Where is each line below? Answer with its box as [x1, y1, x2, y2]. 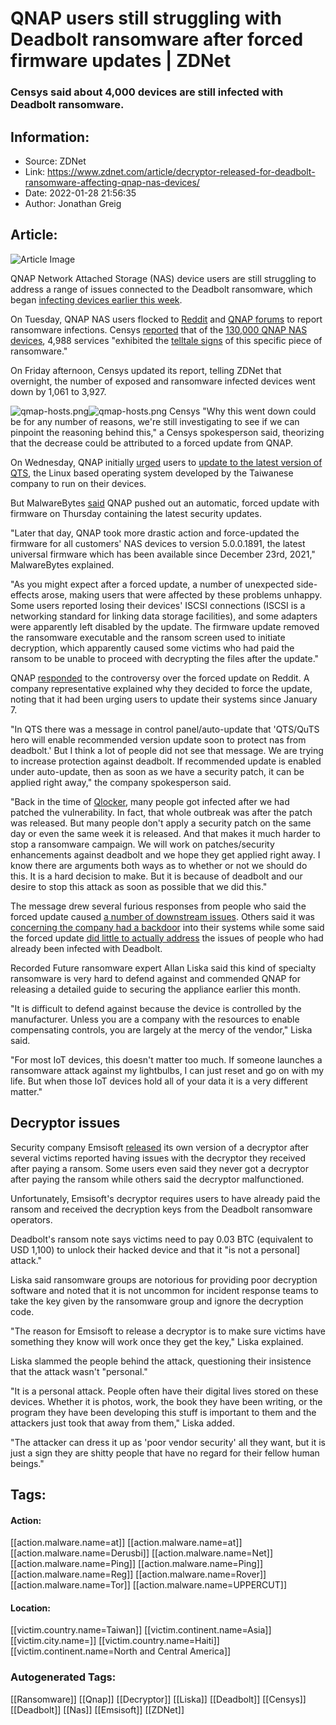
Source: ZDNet [24, 155, 87, 167]
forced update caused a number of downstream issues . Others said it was [10, 910, 315, 922]
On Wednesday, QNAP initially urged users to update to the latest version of [10, 456, 323, 468]
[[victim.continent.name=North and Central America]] [10, 1645, 232, 1657]
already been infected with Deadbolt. [10, 942, 163, 954]
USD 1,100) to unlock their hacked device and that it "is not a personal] [10, 1243, 301, 1256]
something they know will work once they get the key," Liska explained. [10, 1335, 304, 1347]
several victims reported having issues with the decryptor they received [10, 1152, 306, 1164]
